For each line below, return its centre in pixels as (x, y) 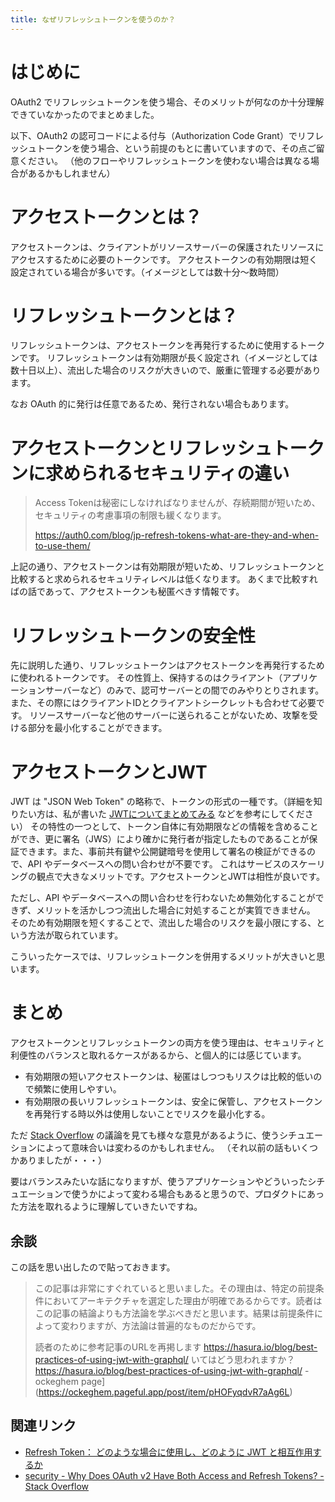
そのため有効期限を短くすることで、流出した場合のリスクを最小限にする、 (163, 923)
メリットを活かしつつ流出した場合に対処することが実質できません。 (176, 910)
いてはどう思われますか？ (243, 1359)
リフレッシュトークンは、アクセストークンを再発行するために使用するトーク (168, 345)
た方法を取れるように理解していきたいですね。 (106, 1207)
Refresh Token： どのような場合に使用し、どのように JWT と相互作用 (168, 1452)
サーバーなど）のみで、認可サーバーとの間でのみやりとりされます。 (184, 690)
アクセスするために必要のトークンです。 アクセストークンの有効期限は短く (164, 259)
